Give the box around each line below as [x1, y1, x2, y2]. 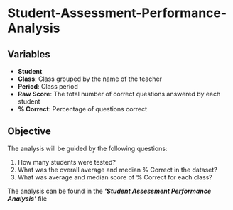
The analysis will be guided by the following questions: [7, 144, 168, 153]
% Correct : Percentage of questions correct [17, 105, 148, 113]
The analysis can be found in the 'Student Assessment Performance [7, 187, 212, 195]
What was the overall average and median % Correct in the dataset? [17, 165, 218, 174]
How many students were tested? [17, 157, 116, 166]
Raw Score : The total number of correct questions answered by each [17, 90, 221, 98]
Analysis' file [7, 194, 48, 203]
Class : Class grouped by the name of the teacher [17, 74, 162, 83]
